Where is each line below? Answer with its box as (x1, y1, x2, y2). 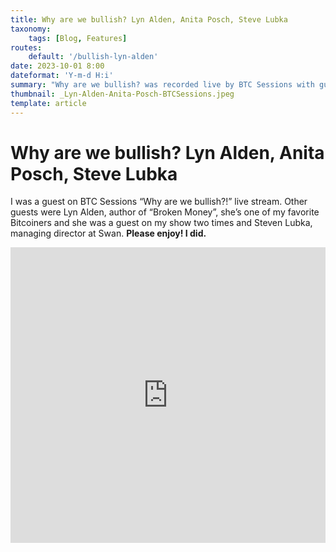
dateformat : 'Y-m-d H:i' (10, 71, 114, 81)
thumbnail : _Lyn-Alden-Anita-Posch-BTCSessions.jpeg (10, 89, 235, 99)
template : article (10, 98, 87, 108)
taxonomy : (10, 24, 52, 34)
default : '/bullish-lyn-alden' (28, 52, 159, 62)
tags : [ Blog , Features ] (28, 33, 128, 43)
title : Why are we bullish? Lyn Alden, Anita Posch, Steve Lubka (10, 14, 288, 25)
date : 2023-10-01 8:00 (10, 61, 105, 71)
